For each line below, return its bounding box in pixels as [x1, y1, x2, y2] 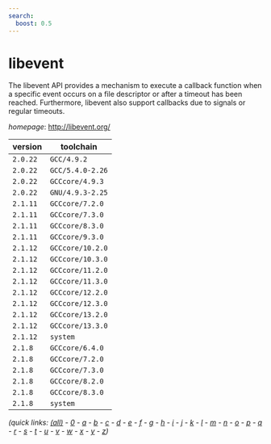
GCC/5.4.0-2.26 [49, 166, 108, 175]
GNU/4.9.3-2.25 [49, 188, 108, 198]
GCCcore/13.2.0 [49, 310, 108, 320]
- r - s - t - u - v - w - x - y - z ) [8, 426, 109, 436]
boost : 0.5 [15, 19, 52, 27]
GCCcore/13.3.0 [49, 321, 108, 331]
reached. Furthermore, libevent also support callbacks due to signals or [8, 98, 246, 107]
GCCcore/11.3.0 [49, 277, 108, 287]
